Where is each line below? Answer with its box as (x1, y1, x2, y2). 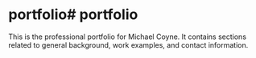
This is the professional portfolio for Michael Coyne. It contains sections (8, 32, 247, 41)
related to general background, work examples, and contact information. (8, 40, 249, 49)
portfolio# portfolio (8, 6, 138, 24)
